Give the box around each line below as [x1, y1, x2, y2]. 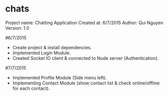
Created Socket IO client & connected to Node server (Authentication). [12, 55, 159, 61]
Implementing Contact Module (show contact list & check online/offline [12, 80, 160, 86]
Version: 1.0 [5, 25, 30, 31]
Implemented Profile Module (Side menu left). [12, 74, 107, 80]
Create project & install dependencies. [12, 44, 92, 50]
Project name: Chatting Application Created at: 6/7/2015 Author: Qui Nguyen [5, 20, 163, 26]
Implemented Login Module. [12, 50, 71, 56]
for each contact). [12, 85, 50, 91]
